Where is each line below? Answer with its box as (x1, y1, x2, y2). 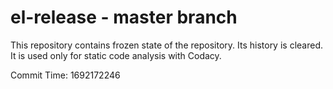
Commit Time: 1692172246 (10, 69, 121, 81)
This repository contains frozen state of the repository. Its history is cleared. (10, 39, 323, 51)
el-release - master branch (10, 6, 238, 29)
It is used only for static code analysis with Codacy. (10, 49, 222, 61)
